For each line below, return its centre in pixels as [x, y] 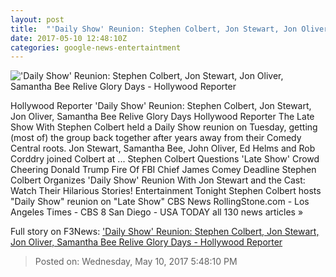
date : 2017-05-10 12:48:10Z [69, 38]
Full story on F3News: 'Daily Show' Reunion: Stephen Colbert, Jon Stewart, [165, 232]
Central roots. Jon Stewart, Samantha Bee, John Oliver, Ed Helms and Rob [163, 148]
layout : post [37, 19]
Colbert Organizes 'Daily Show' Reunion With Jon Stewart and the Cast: [158, 180]
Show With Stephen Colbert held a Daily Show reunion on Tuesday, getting [164, 127]
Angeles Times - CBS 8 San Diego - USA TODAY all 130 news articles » [157, 212]
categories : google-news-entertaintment [96, 47]
